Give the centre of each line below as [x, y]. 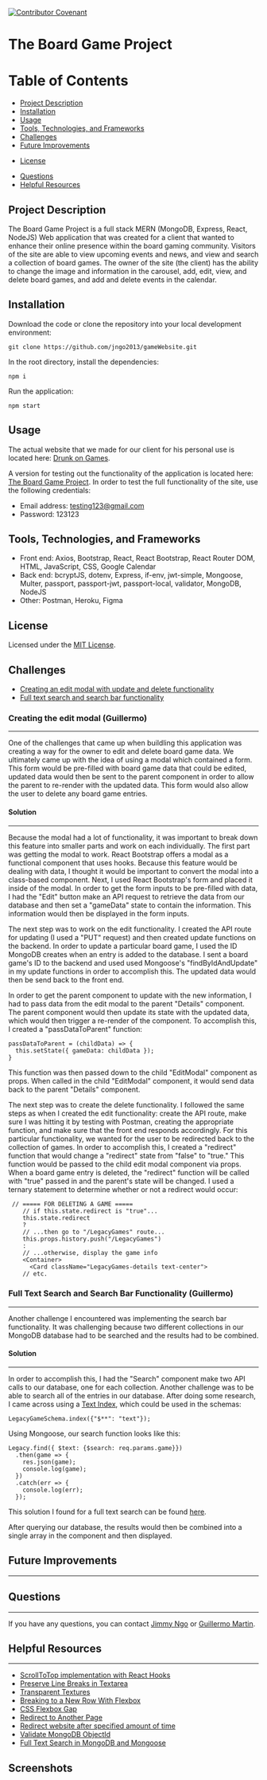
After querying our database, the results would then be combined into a [125, 1527]
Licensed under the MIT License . [62, 645]
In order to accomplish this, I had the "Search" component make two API [127, 1379]
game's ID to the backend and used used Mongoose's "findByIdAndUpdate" [133, 963]
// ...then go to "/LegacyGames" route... [94, 1232]
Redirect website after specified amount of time [98, 1726]
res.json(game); [50, 1462]
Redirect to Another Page [61, 1718]
